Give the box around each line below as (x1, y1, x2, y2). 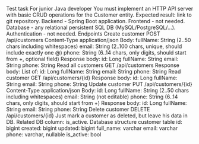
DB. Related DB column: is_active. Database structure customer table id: (6, 119, 182, 125)
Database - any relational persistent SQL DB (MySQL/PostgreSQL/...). (6, 24, 176, 31)
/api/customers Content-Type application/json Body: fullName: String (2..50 (6, 37, 191, 43)
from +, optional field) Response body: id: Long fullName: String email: (6, 56, 179, 62)
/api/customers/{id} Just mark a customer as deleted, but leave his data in (6, 112, 188, 119)
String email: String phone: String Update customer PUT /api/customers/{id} (6, 81, 193, 88)
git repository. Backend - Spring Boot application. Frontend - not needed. (6, 18, 185, 24)
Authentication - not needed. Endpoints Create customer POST (6, 30, 160, 37)
